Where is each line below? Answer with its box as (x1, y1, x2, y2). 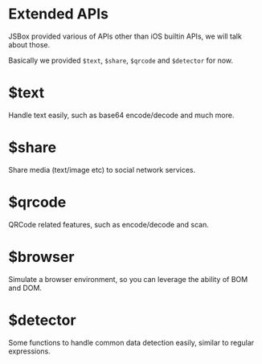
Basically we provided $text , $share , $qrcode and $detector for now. (8, 55, 234, 65)
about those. (8, 39, 51, 49)
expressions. (8, 346, 51, 356)
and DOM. (8, 283, 43, 292)
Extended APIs (8, 5, 108, 23)
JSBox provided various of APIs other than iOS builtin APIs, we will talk (8, 31, 243, 41)
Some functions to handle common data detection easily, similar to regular (8, 337, 255, 347)
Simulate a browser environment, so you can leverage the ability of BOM (8, 274, 248, 284)
